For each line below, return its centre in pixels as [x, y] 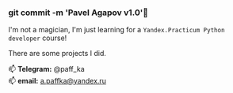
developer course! [38, 38]
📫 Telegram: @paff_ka [46, 69]
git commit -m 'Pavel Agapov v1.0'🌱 [78, 13]
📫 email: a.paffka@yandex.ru [57, 81]
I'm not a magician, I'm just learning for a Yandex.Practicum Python [116, 30]
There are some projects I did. [57, 54]
